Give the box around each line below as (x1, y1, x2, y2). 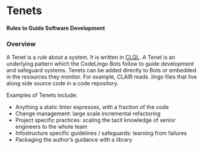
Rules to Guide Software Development (6, 24, 105, 31)
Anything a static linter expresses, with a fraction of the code (15, 104, 169, 111)
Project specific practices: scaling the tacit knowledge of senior (15, 117, 176, 124)
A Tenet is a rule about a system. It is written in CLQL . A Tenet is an (6, 53, 175, 61)
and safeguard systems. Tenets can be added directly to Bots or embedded (6, 67, 197, 74)
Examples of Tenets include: (6, 91, 78, 99)
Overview (6, 39, 36, 48)
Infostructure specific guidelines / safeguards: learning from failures (15, 129, 187, 137)
